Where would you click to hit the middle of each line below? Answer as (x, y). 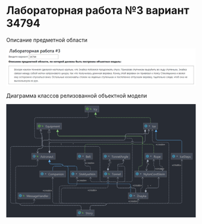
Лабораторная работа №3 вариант (98, 11)
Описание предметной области (47, 40)
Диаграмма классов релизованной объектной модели (77, 95)
